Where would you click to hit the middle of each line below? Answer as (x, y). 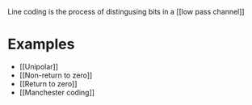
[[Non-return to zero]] (56, 75)
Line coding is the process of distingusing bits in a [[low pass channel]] (126, 12)
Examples (41, 44)
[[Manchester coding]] (57, 92)
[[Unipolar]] (38, 66)
